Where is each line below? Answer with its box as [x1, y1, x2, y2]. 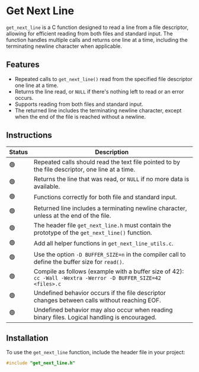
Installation [6, 333, 49, 343]
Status [9, 148, 28, 156]
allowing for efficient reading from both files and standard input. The [6, 30, 173, 37]
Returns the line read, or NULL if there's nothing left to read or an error [14, 88, 184, 95]
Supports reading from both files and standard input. [14, 101, 143, 108]
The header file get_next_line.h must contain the [33, 221, 172, 229]
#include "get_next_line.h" [6, 360, 76, 366]
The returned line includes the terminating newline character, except [14, 106, 182, 114]
